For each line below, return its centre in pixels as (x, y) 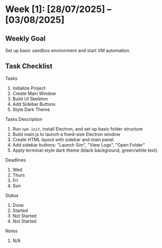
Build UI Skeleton (30, 98)
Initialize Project (29, 88)
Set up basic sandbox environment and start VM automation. (68, 50)
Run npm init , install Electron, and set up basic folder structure (77, 129)
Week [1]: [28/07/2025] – (58, 9)
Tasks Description (24, 119)
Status (12, 195)
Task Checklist (29, 66)
